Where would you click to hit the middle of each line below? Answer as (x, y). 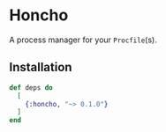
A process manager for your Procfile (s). (83, 40)
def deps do (31, 88)
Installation (41, 67)
